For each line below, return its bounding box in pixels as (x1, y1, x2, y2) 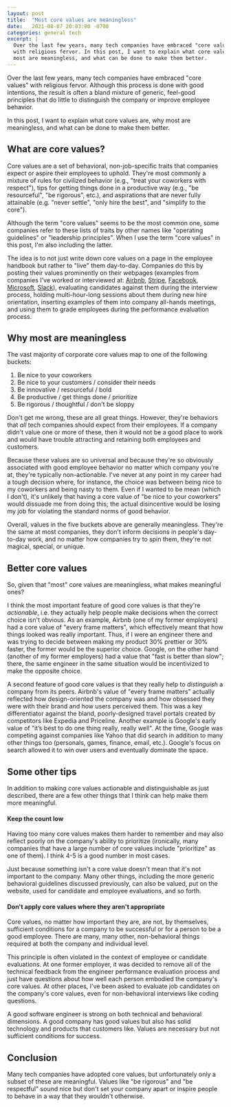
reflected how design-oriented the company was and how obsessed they (7, 695, 215, 703)
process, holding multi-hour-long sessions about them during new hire (7, 290, 208, 299)
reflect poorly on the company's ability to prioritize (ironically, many (7, 837, 199, 845)
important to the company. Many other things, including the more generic (7, 872, 214, 880)
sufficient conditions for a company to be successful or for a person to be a (7, 925, 221, 933)
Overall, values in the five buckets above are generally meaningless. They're (7, 520, 223, 529)
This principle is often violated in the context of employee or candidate (7, 953, 208, 961)
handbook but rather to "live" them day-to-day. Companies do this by (7, 261, 203, 269)
